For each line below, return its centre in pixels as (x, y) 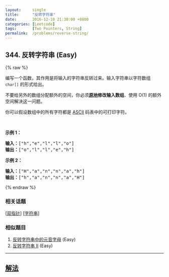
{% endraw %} (21, 187)
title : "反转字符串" (30, 15)
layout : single (26, 10)
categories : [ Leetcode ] (30, 24)
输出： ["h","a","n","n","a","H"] (45, 177)
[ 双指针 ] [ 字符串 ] (22, 213)
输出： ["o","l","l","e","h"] (40, 150)
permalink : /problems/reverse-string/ (47, 33)
